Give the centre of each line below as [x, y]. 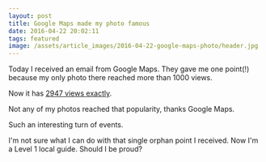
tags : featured [34, 38]
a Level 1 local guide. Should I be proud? [76, 149]
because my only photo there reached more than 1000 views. [110, 78]
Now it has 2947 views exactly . [60, 93]
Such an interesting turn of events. [66, 125]
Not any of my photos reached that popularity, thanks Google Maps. [122, 109]
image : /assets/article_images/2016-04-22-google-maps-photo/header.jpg [133, 46]
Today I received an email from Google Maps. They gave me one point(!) [129, 69]
